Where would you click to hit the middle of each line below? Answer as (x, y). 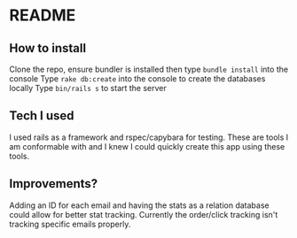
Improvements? (54, 184)
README (43, 15)
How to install (48, 48)
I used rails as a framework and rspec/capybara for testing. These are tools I (149, 137)
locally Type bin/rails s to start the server (88, 88)
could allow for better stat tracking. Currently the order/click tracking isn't (144, 214)
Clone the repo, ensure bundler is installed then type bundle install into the (149, 69)
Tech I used (42, 116)
